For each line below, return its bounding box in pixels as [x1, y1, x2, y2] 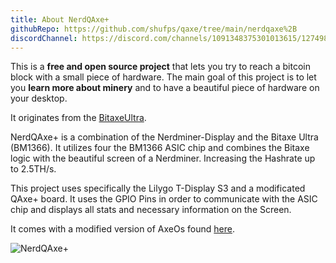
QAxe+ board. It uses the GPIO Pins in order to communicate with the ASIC [10, 193, 318, 205]
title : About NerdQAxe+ [10, 14, 110, 25]
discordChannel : [10, 33, 78, 43]
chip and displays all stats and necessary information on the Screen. [10, 204, 292, 216]
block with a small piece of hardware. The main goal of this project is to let [10, 71, 317, 83]
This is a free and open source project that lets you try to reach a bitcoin [10, 61, 311, 73]
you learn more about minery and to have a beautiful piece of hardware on [10, 82, 320, 94]
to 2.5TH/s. [10, 163, 57, 175]
